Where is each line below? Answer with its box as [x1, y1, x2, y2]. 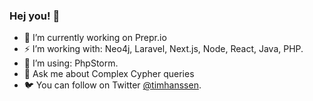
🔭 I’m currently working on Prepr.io [23, 32, 167, 44]
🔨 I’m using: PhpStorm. [23, 57, 119, 69]
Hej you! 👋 [9, 9, 61, 23]
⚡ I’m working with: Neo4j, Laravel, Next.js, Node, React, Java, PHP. [23, 43, 304, 55]
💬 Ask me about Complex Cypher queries [23, 68, 195, 80]
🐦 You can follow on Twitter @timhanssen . [23, 79, 202, 91]
